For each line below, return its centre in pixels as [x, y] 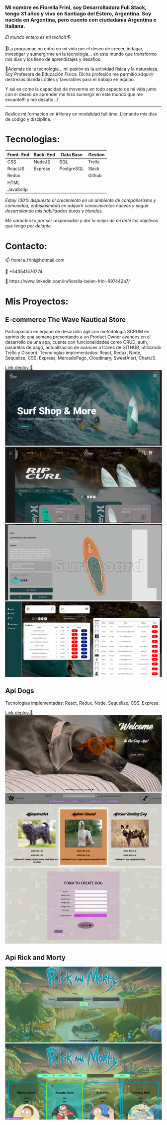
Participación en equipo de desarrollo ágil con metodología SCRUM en [77, 332]
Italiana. [15, 26]
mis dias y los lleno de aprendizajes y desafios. [53, 59]
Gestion [97, 154]
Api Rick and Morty [36, 958]
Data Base [72, 154]
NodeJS [42, 162]
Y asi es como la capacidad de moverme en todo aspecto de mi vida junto [81, 89]
